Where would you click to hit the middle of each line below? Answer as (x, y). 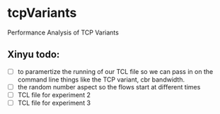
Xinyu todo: (34, 55)
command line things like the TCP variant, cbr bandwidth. (101, 80)
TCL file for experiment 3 (54, 103)
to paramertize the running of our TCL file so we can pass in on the (115, 71)
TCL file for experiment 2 (54, 95)
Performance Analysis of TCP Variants (63, 32)
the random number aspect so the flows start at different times (109, 87)
